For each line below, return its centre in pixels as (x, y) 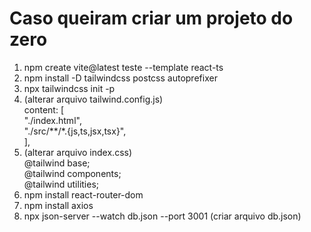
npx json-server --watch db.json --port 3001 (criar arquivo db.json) (162, 216)
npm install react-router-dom (83, 194)
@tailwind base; (57, 163)
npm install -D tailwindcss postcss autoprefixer (120, 78)
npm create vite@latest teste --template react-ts (123, 67)
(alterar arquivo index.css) (78, 152)
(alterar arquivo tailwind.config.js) (93, 99)
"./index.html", (52, 120)
